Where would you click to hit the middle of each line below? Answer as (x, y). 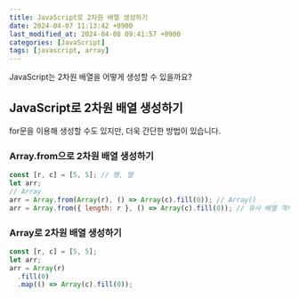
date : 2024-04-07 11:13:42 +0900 (71, 26)
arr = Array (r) (37, 268)
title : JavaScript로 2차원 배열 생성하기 (79, 17)
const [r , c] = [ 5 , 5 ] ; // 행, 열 (71, 175)
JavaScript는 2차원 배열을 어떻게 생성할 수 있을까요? (101, 77)
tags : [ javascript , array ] (59, 51)
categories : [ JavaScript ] (57, 42)
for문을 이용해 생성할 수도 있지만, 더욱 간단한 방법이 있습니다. (115, 131)
